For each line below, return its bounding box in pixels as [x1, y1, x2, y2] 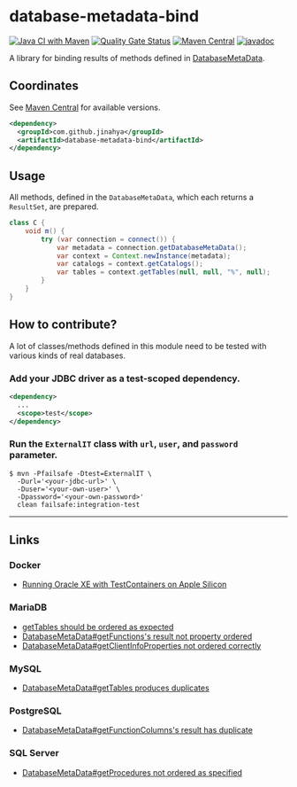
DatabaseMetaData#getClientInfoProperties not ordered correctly [21, 640, 262, 651]
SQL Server [9, 747, 59, 760]
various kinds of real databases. [9, 350, 126, 361]
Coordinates [9, 78, 80, 94]
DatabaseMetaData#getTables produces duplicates [21, 682, 209, 693]
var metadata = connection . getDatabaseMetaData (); [56, 243, 247, 252]
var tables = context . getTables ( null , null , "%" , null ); [56, 268, 271, 277]
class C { [9, 219, 46, 228]
